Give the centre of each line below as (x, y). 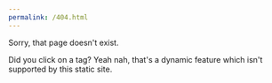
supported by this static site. (60, 69)
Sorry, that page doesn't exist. (64, 42)
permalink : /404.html (48, 17)
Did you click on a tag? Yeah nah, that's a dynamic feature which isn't (136, 59)
